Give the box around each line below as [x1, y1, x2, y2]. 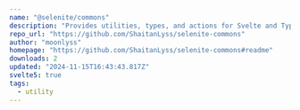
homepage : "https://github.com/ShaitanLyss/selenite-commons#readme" [9, 46, 274, 55]
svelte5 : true [9, 71, 62, 80]
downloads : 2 [9, 54, 58, 63]
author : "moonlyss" [9, 37, 82, 47]
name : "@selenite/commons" [9, 12, 110, 22]
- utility [17, 87, 54, 96]
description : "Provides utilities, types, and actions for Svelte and [9, 21, 278, 30]
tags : [9, 79, 29, 88]
